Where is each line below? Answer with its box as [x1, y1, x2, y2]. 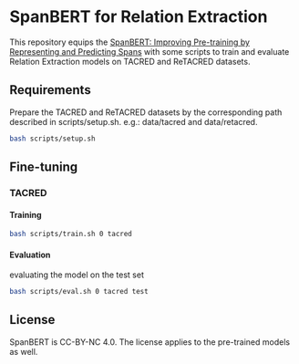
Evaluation [9, 249, 51, 260]
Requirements [9, 82, 91, 98]
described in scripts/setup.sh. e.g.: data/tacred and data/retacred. [9, 116, 258, 127]
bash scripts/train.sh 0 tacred [9, 230, 132, 239]
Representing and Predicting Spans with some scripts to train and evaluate [9, 46, 290, 57]
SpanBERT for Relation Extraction [9, 6, 268, 27]
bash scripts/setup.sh [9, 134, 96, 143]
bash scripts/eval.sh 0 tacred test [9, 287, 149, 296]
